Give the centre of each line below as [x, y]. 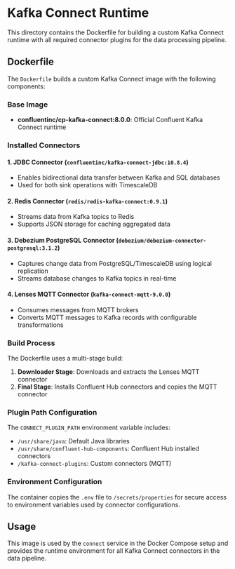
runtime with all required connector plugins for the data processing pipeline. [117, 39]
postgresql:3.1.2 [33, 248]
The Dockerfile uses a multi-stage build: [65, 359]
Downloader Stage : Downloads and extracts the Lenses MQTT [108, 372]
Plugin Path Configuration [52, 412]
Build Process [31, 343]
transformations [40, 325]
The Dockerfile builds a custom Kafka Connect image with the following [112, 79]
